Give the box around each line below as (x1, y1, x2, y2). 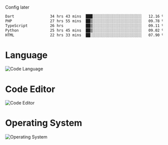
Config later (5, 4, 30, 10)
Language (5, 49, 48, 60)
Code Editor (5, 83, 55, 94)
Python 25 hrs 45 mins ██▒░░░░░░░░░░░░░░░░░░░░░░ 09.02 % (5, 27, 164, 33)
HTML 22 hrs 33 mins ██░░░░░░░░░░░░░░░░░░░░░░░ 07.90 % (5, 32, 164, 37)
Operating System (5, 117, 82, 129)
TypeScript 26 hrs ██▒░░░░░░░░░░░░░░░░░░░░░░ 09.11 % (5, 23, 164, 28)
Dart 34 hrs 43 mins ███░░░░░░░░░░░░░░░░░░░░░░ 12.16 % (5, 14, 164, 19)
